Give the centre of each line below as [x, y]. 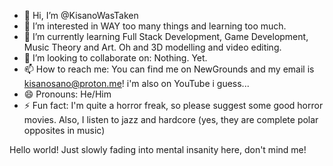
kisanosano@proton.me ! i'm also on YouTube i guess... [136, 83]
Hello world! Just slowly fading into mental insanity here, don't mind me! [158, 149]
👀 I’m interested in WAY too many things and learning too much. [155, 26]
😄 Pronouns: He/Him [67, 94]
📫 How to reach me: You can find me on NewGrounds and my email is [169, 69]
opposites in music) [64, 130]
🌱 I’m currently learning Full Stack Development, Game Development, [166, 36]
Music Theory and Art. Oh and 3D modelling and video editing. [152, 47]
